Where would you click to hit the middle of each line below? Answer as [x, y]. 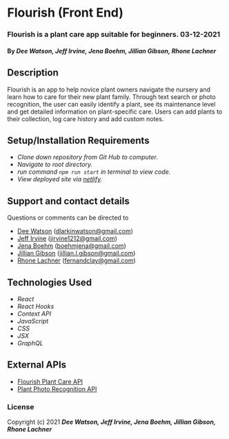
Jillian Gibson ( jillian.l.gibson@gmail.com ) [76, 253]
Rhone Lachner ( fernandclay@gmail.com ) [76, 260]
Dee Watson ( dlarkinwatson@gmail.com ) [75, 231]
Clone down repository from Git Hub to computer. [88, 157]
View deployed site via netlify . [60, 179]
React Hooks [36, 306]
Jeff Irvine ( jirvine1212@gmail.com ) [67, 239]
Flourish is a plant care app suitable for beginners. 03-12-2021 [114, 35]
